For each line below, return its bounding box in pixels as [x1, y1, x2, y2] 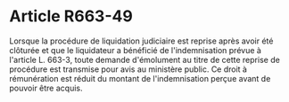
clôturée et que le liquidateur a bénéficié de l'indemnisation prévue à [9, 44, 261, 55]
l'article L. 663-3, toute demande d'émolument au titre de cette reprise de [9, 54, 281, 65]
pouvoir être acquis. [9, 82, 83, 93]
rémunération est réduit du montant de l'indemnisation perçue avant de [9, 73, 271, 83]
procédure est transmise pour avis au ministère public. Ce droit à [9, 64, 248, 75]
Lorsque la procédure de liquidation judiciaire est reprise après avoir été [9, 35, 274, 46]
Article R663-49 [9, 6, 134, 27]
